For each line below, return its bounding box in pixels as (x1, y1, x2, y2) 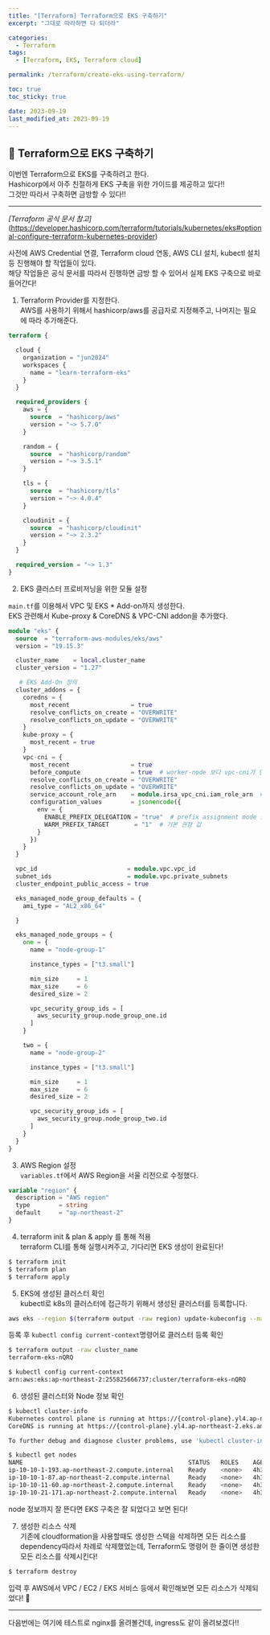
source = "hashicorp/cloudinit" (29, 524, 142, 532)
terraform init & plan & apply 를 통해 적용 (19, 1231, 151, 1241)
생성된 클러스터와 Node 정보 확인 (19, 1391, 125, 1400)
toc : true (8, 85, 42, 93)
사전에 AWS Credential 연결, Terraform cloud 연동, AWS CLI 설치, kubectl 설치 (8, 249, 260, 258)
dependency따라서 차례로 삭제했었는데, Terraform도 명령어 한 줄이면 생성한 (19, 1541, 260, 1551)
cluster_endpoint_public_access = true (15, 880, 149, 888)
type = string (15, 1202, 88, 1210)
